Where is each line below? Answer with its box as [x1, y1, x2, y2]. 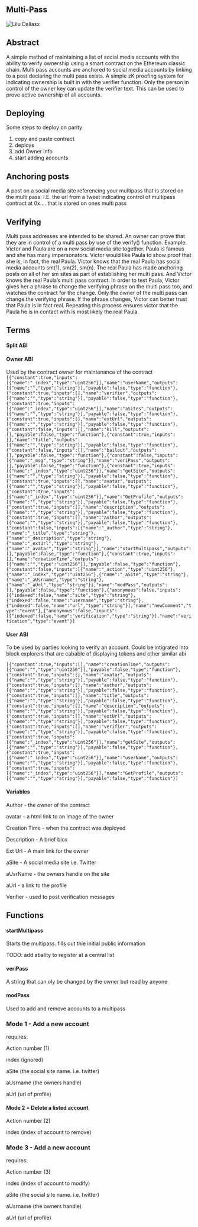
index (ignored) [6, 1056, 44, 1063]
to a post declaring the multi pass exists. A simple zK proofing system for [6, 72, 184, 79]
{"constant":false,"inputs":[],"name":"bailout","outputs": [6, 447, 158, 454]
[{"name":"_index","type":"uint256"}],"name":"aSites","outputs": [6, 406, 173, 412]
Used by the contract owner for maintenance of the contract [6, 368, 153, 375]
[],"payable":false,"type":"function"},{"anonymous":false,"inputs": [6, 587, 181, 593]
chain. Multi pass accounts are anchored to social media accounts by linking [6, 66, 192, 73]
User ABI [6, 631, 28, 638]
